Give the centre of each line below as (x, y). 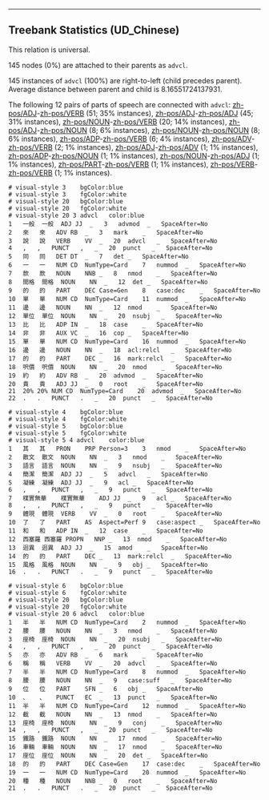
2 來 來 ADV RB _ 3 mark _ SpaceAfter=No (106, 232)
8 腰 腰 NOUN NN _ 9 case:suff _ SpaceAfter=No (120, 680)
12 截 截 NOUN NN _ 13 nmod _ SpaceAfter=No (113, 714)
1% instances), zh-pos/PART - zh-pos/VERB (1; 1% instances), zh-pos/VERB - (133, 164)
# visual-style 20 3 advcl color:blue (77, 215)
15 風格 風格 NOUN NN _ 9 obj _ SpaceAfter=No (108, 565)
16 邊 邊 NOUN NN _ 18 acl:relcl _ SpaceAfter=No (120, 350)
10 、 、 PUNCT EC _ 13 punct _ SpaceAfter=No (113, 697)
